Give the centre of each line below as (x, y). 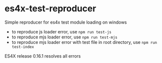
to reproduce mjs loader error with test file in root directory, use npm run (84, 42)
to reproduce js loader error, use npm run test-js (61, 31)
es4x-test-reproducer (50, 9)
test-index (23, 47)
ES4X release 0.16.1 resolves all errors (43, 56)
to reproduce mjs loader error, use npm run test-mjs (65, 37)
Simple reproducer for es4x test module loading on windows (66, 22)
